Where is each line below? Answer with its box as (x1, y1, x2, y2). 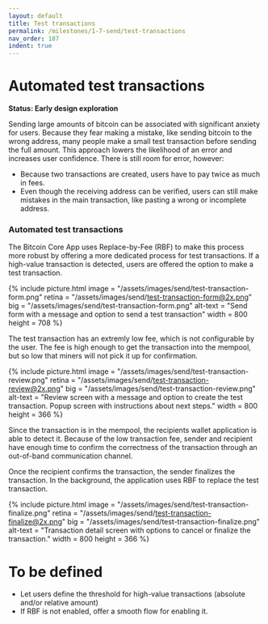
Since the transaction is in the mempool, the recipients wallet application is (8, 426, 257, 435)
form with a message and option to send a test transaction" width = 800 (8, 309, 248, 320)
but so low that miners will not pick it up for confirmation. (8, 351, 198, 361)
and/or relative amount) (19, 598, 99, 608)
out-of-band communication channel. (8, 451, 133, 461)
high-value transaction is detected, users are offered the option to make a (8, 260, 254, 270)
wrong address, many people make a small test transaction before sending (8, 137, 257, 146)
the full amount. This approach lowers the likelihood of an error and (8, 145, 232, 155)
